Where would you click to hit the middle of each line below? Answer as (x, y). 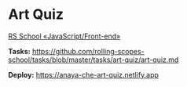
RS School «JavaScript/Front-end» (64, 36)
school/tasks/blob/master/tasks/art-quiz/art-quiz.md (93, 60)
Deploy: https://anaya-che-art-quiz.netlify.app (84, 74)
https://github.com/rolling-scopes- (88, 51)
